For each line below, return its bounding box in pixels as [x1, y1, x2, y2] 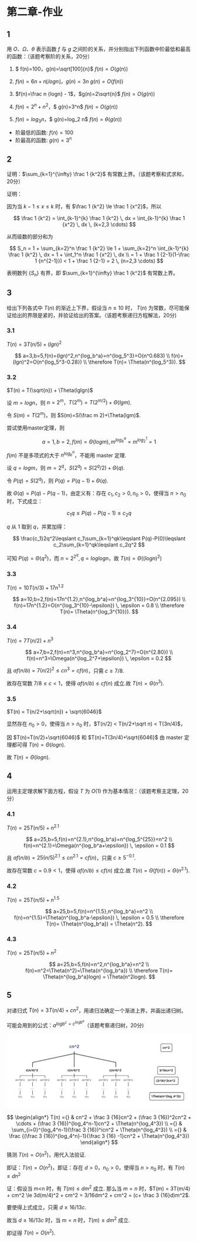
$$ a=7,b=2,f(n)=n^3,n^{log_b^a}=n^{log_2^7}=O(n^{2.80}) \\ [25, 648, 174, 655]
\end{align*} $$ [80, 1139, 118, 1146]
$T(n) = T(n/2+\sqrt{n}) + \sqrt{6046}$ [6, 708, 102, 715]
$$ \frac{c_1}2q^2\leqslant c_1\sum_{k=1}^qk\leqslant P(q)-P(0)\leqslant [12, 535, 186, 542]
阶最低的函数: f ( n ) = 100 [15, 129, 74, 136]
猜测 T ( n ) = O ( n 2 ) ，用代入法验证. [6, 1150, 87, 1158]
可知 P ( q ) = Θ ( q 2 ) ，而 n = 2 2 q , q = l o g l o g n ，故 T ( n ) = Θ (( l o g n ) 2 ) [6, 552, 162, 562]
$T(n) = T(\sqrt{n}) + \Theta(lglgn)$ [6, 387, 93, 394]
